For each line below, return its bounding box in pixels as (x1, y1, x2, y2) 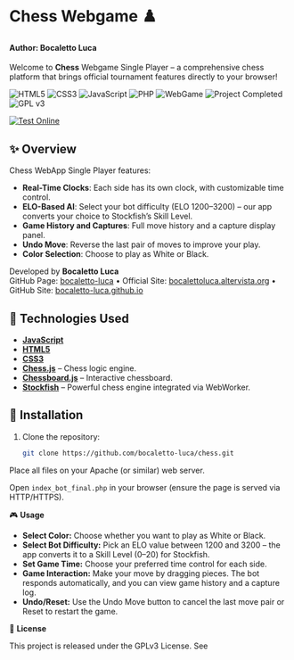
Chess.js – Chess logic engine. (21, 363, 137, 374)
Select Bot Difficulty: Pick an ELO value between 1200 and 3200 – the (21, 540, 281, 550)
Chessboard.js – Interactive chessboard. (21, 373, 174, 384)
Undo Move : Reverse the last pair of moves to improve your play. (21, 239, 261, 250)
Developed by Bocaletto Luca (9, 266, 119, 276)
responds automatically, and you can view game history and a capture (21, 577, 281, 588)
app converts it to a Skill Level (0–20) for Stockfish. (21, 549, 210, 559)
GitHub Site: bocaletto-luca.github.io (9, 285, 144, 296)
